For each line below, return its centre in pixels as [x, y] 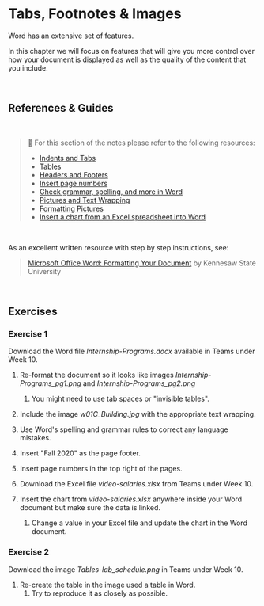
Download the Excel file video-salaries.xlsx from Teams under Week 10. [136, 484]
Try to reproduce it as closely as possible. [100, 593]
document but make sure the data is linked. [90, 508]
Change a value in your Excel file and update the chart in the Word [139, 523]
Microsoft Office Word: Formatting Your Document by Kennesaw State [142, 263]
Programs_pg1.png [50, 383]
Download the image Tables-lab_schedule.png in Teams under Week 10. [126, 569]
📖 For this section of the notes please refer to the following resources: [141, 143]
